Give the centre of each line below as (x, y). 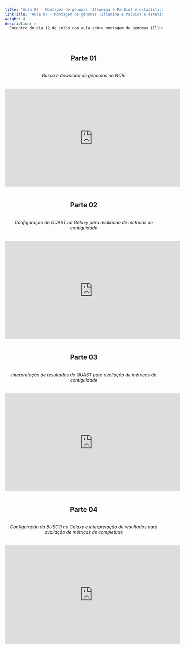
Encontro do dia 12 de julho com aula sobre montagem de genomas (79, 28)
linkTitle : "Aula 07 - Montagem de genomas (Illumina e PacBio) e (76, 14)
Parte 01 (84, 58)
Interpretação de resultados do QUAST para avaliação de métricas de (84, 375)
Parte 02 (84, 205)
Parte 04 (84, 510)
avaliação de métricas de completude (84, 532)
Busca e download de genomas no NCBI (84, 75)
